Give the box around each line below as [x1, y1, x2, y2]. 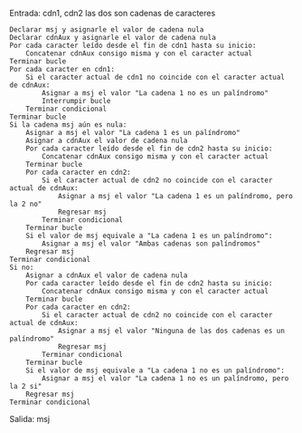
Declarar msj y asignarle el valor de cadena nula [9, 25, 204, 34]
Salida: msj [9, 414, 51, 424]
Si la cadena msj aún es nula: [9, 120, 127, 130]
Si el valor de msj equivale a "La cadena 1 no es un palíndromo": [25, 366, 285, 375]
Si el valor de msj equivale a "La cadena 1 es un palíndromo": [25, 231, 273, 240]
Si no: [9, 263, 34, 272]
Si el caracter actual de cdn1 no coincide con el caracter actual [25, 72, 285, 82]
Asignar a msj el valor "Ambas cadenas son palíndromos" [42, 239, 260, 248]
